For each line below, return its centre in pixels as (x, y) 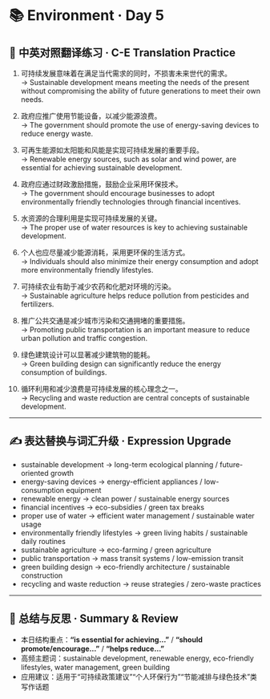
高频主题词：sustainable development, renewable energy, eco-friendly (137, 658)
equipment (84, 490)
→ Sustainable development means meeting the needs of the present (135, 82)
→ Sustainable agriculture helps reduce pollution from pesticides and (135, 295)
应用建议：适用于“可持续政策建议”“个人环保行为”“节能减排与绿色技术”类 (139, 677)
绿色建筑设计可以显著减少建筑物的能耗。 (87, 355)
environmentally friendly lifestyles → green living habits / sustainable (134, 532)
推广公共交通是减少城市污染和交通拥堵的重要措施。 (105, 321)
